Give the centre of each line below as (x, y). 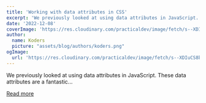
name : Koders (29, 40)
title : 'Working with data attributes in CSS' (67, 12)
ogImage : (17, 52)
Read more (20, 93)
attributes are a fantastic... (40, 82)
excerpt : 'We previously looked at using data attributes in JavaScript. (103, 18)
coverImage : (21, 29)
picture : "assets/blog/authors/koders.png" (68, 47)
